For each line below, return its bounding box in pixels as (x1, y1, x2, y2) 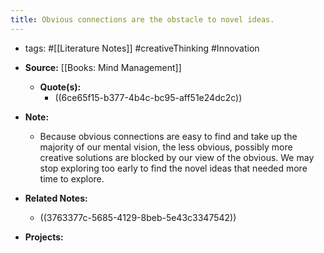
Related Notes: (24, 192, 88, 204)
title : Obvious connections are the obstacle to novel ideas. (10, 14, 275, 25)
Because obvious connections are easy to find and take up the (39, 130, 298, 142)
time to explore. (39, 172, 105, 185)
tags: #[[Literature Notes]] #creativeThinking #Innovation (24, 42, 260, 54)
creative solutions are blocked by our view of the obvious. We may (39, 151, 315, 163)
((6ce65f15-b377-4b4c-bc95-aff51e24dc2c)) (54, 91, 243, 103)
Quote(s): (39, 81, 82, 93)
